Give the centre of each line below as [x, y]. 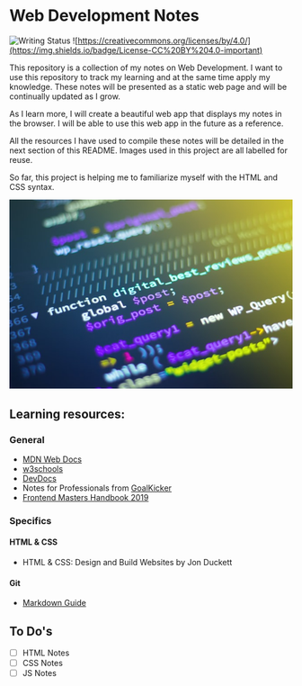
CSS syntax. [32, 186]
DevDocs [39, 478]
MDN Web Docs [52, 459]
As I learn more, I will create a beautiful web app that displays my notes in [146, 113]
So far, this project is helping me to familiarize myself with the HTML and [144, 177]
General [27, 439]
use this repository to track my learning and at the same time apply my [140, 77]
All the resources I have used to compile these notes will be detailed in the [147, 140]
